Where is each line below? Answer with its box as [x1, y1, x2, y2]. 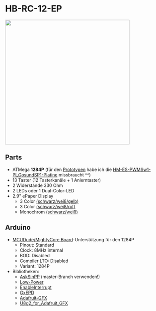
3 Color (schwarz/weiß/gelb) [19, 198, 79, 204]
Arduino [5, 223, 31, 232]
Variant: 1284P [19, 263, 50, 269]
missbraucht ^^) [58, 171, 91, 177]
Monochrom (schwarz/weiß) [19, 209, 78, 215]
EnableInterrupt [19, 284, 52, 290]
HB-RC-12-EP [5, 3, 62, 14]
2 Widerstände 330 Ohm [12, 182, 63, 188]
